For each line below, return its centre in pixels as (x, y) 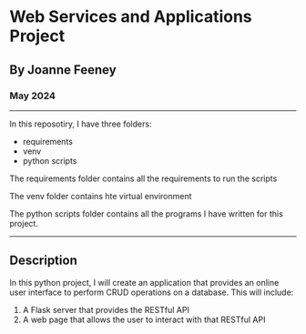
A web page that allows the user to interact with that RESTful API (144, 319)
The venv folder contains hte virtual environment (101, 196)
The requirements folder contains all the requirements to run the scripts (143, 178)
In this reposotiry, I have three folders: (81, 124)
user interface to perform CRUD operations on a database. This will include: (152, 292)
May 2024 (33, 96)
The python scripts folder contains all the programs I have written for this (147, 213)
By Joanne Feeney (63, 70)
